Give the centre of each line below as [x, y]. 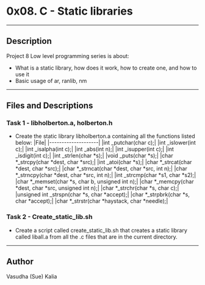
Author [20, 262]
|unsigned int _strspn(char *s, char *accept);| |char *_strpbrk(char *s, [103, 195]
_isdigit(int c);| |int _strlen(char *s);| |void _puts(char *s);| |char [94, 156]
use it [22, 74]
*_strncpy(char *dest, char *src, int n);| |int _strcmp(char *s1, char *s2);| [106, 175]
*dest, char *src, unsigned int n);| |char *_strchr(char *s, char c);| [97, 188]
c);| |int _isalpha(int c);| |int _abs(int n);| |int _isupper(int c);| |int [94, 149]
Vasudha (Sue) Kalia [32, 276]
